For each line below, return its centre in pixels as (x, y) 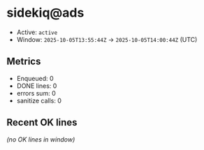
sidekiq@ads (45, 13)
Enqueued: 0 (35, 78)
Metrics (24, 62)
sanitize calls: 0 (39, 100)
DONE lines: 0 (37, 86)
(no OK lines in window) (41, 139)
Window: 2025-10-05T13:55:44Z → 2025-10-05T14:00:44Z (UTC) (107, 39)
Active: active (37, 32)
